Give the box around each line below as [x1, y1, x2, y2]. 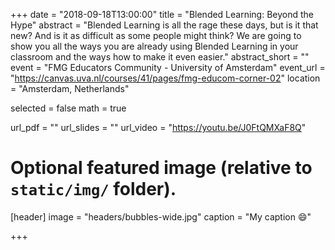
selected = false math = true [10, 102, 127, 114]
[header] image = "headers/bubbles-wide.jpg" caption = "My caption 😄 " [10, 210, 312, 223]
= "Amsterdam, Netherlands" [10, 83, 130, 94]
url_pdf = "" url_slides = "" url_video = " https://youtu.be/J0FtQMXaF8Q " [10, 122, 307, 133]
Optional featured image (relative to [10, 157, 313, 179]
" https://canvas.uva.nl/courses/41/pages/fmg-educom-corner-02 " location [10, 72, 321, 84]
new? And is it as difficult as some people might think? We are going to [10, 30, 302, 41]
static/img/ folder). [10, 178, 177, 201]
